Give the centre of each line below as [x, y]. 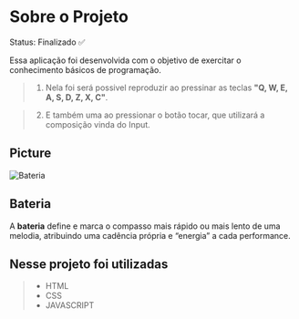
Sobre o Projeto [69, 17]
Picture [31, 154]
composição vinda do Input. [98, 124]
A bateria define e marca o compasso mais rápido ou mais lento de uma [145, 226]
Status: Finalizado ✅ [47, 42]
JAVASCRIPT [70, 305]
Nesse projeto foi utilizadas [89, 264]
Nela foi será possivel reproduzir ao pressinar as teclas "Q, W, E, [167, 87]
